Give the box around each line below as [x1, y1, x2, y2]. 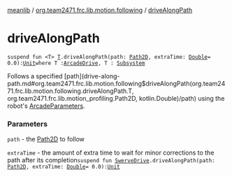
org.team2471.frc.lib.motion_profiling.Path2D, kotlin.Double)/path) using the [7, 94, 225, 102]
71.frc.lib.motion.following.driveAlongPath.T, [7, 87, 134, 95]
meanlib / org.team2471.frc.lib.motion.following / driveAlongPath [7, 6, 193, 14]
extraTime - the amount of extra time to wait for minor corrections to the [7, 148, 215, 157]
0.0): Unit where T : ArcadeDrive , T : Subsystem [7, 59, 145, 66]
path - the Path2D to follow [7, 135, 85, 143]
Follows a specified [7, 71, 63, 80]
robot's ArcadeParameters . [7, 101, 85, 110]
